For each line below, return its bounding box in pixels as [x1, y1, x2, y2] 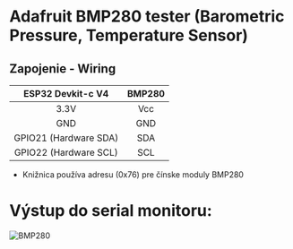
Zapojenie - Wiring [9, 61, 116, 76]
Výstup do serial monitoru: [9, 201, 212, 221]
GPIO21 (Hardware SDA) [13, 132, 119, 144]
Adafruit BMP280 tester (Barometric [9, 6, 285, 27]
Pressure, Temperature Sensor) [9, 25, 249, 46]
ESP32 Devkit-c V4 [23, 88, 109, 99]
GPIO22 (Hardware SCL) [13, 146, 118, 159]
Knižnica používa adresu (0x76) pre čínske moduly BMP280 [22, 169, 245, 180]
